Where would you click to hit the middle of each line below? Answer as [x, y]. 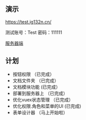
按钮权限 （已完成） [33, 74]
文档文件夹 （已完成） [36, 80]
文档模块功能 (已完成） [36, 87]
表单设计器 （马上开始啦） [40, 112]
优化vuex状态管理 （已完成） [43, 100]
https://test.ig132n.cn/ [28, 21]
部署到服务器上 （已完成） [40, 93]
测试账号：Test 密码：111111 [34, 32]
